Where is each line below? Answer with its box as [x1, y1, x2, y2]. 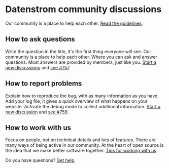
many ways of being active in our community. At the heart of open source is [5, 142, 164, 148]
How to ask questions [5, 35, 75, 44]
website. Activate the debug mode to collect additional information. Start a [5, 103, 161, 109]
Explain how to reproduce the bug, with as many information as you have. [5, 93, 159, 99]
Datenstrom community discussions [5, 4, 162, 15]
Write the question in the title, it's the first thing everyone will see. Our [5, 48, 151, 54]
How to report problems [5, 79, 82, 88]
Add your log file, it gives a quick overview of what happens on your [5, 98, 148, 104]
